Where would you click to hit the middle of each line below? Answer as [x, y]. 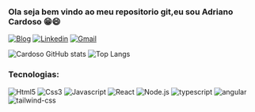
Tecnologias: [34, 75]
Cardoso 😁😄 [34, 21]
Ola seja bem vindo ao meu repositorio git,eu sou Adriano [121, 12]
